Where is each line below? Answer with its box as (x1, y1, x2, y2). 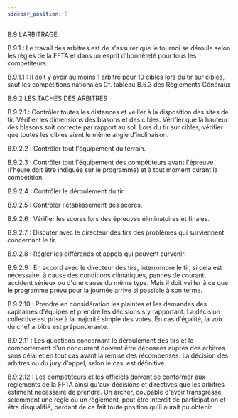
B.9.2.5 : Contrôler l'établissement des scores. (7, 200, 143, 209)
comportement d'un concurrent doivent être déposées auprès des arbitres (7, 343, 225, 352)
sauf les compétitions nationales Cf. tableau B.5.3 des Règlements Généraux (7, 80, 231, 89)
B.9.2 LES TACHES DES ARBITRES (7, 94, 108, 102)
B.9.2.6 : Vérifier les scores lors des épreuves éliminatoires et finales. (7, 214, 210, 223)
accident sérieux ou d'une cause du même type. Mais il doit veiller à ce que (7, 278, 229, 286)
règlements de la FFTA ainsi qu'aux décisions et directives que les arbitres (7, 380, 225, 388)
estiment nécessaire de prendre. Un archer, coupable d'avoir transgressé (7, 387, 222, 396)
